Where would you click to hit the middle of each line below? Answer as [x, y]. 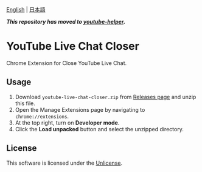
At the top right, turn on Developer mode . [67, 122]
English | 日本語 [26, 9]
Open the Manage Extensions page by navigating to [80, 109]
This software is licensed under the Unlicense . [64, 163]
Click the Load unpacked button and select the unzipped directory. [99, 129]
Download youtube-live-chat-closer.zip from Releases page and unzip [106, 97]
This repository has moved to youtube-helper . [66, 22]
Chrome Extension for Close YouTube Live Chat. [67, 63]
